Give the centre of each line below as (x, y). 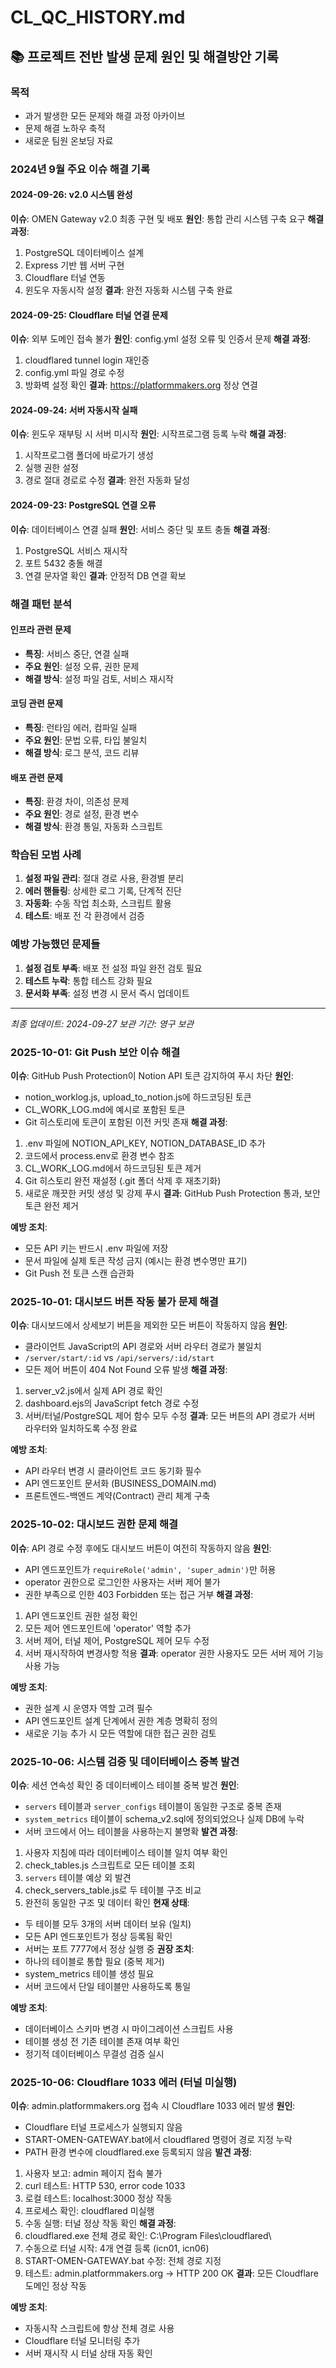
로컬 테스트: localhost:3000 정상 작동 (98, 2198)
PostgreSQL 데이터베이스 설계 (84, 252)
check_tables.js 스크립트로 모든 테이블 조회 (110, 1865)
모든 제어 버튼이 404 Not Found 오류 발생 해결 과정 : (126, 1370)
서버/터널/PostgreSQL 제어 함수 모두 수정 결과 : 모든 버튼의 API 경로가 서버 (170, 1416)
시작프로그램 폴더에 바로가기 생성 (89, 455)
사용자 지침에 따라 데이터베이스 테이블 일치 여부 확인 (126, 1852)
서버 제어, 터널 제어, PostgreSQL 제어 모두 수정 (117, 1640)
